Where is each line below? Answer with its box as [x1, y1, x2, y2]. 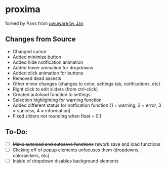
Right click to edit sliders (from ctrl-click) [12, 86, 98, 92]
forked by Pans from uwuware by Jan [5, 20, 84, 26]
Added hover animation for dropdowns [12, 64, 94, 70]
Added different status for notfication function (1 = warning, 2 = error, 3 [12, 102, 161, 108]
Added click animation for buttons [12, 70, 84, 76]
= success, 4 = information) [12, 107, 71, 113]
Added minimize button [12, 54, 62, 60]
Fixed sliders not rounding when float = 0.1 [12, 113, 101, 119]
